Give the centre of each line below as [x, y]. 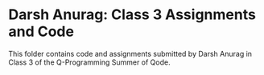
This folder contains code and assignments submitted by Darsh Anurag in [130, 53]
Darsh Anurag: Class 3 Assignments [132, 15]
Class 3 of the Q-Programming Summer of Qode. [89, 62]
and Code [41, 32]
